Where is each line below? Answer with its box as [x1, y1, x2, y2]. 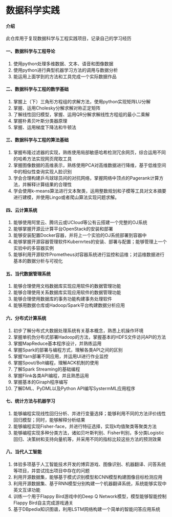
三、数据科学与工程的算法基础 [6, 137, 69, 143]
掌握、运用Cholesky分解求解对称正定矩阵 [13, 105, 101, 111]
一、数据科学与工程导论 [6, 48, 55, 54]
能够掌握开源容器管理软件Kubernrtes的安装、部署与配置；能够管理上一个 [13, 238, 167, 245]
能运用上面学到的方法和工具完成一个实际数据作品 [13, 73, 117, 80]
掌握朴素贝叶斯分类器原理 [13, 118, 68, 124]
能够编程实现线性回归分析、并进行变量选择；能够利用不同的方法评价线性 [13, 410, 166, 416]
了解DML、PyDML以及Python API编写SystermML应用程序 [13, 385, 136, 391]
